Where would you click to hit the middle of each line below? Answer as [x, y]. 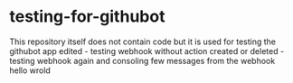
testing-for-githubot [87, 17]
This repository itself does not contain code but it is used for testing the [142, 41]
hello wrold [30, 70]
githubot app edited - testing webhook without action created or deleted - [147, 51]
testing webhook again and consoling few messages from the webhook [142, 60]
